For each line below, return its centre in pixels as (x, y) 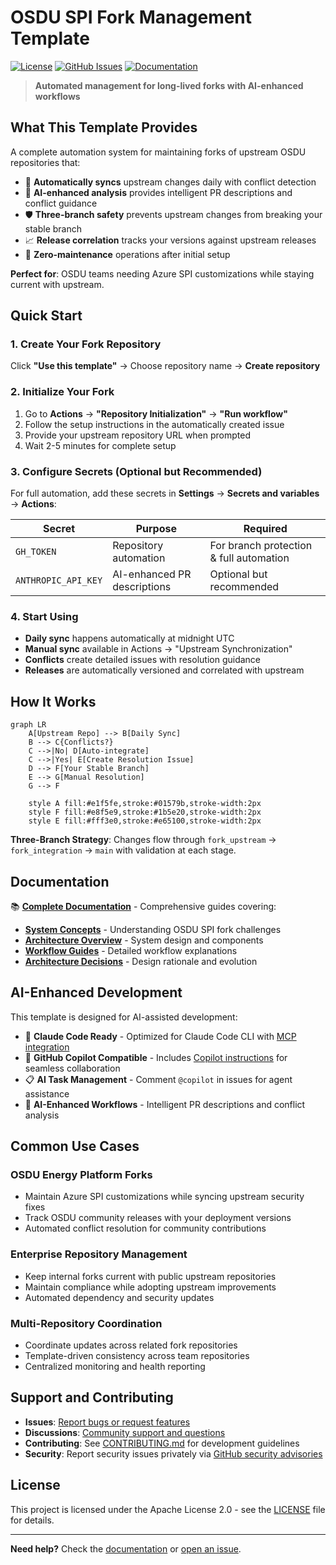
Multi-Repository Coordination (86, 1323)
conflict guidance (61, 203)
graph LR (28, 725)
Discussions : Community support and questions (125, 1432)
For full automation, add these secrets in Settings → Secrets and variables (165, 493)
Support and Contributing (92, 1397)
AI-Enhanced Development (96, 992)
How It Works (53, 701)
